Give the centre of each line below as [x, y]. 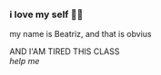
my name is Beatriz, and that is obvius [80, 34]
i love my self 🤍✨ [46, 14]
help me [25, 61]
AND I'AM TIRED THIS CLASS [65, 52]
